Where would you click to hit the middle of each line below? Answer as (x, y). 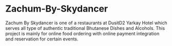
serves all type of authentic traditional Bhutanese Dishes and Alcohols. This (85, 28)
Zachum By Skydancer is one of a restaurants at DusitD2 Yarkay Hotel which (86, 23)
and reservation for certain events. (42, 39)
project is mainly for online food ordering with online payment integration (82, 33)
